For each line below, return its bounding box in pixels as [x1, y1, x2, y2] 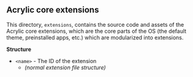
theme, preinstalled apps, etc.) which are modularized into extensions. [6, 33, 184, 41]
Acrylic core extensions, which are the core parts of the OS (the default [6, 27, 187, 35]
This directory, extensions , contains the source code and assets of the [6, 21, 184, 28]
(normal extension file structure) [24, 64, 106, 71]
